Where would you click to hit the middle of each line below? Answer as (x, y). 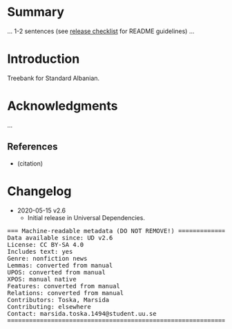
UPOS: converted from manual (56, 272)
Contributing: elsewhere (49, 307)
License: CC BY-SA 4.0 (46, 245)
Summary (36, 12)
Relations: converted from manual (66, 293)
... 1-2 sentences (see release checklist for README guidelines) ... (101, 31)
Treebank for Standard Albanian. (54, 78)
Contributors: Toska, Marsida (58, 300)
